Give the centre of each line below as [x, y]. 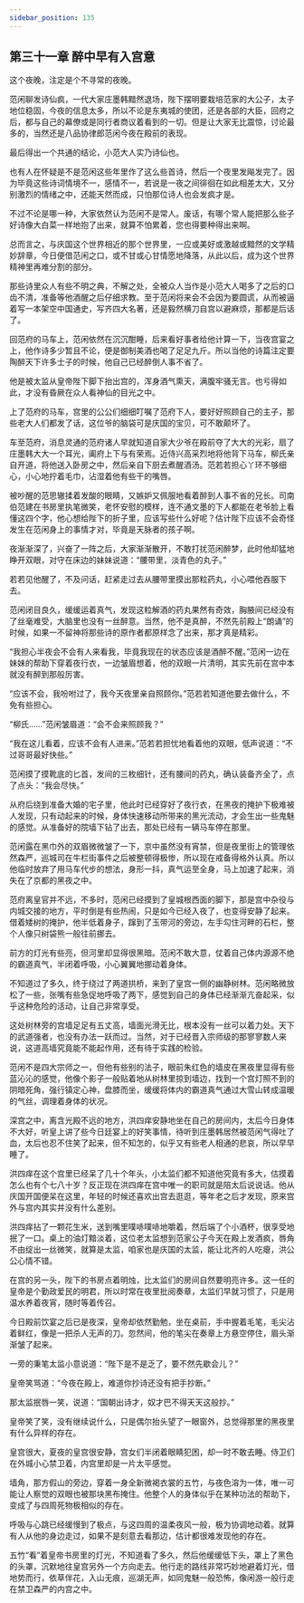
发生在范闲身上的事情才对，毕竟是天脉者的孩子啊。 [104, 530]
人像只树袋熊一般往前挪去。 [68, 934]
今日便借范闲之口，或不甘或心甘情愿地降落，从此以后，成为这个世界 [167, 255]
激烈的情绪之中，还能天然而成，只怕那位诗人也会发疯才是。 [128, 195]
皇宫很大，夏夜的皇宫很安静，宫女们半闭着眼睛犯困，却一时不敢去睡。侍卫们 [152, 1452]
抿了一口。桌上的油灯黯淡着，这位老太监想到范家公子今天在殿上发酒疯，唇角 [152, 1238]
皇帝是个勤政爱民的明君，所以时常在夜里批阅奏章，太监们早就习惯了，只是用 [152, 1291]
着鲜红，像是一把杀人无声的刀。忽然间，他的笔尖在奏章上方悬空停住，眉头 [148, 1333]
